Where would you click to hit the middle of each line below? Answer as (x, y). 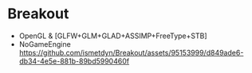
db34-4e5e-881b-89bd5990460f (74, 61)
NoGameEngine (45, 44)
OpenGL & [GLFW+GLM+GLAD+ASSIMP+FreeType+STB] (113, 36)
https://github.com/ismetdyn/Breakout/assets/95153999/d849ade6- (131, 52)
